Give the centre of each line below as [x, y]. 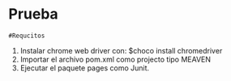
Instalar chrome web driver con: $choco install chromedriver [121, 50]
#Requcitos [27, 36]
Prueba [33, 14]
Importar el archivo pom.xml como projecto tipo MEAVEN [115, 59]
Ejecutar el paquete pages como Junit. [85, 68]
